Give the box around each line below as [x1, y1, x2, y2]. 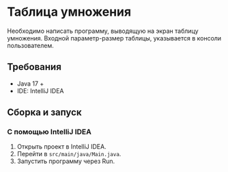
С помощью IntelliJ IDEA [7, 127, 92, 137]
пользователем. [7, 41, 55, 49]
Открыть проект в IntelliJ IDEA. [16, 143, 107, 151]
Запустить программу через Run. [16, 157, 115, 165]
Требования [7, 61, 61, 73]
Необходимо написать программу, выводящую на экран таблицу [7, 27, 199, 35]
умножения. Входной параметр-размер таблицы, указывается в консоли [7, 34, 222, 42]
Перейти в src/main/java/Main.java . [16, 150, 122, 158]
